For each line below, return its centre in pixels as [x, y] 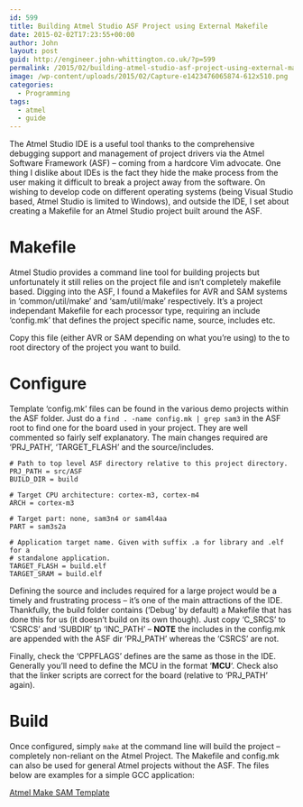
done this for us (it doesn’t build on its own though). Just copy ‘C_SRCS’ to [147, 619]
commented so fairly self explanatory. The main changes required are [139, 437]
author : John [34, 43]
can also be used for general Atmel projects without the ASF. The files [139, 765]
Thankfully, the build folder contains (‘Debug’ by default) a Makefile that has [151, 610]
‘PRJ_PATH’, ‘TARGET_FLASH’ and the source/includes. [112, 447]
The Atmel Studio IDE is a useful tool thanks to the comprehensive [132, 144]
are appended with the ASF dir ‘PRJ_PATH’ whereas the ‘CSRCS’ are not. [144, 638]
